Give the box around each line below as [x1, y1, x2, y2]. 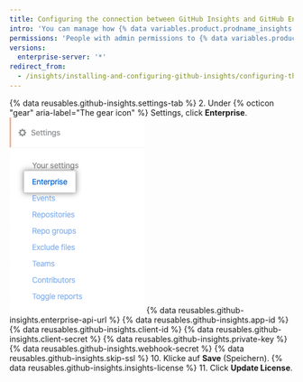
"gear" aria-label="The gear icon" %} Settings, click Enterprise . [9, 107, 248, 117]
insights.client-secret [9, 333, 88, 344]
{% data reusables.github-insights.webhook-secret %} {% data [9, 343, 245, 354]
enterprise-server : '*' [17, 52, 106, 62]
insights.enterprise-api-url [9, 314, 107, 325]
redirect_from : [9, 62, 67, 71]
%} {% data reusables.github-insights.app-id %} [108, 314, 289, 325]
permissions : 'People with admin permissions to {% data [9, 33, 228, 42]
